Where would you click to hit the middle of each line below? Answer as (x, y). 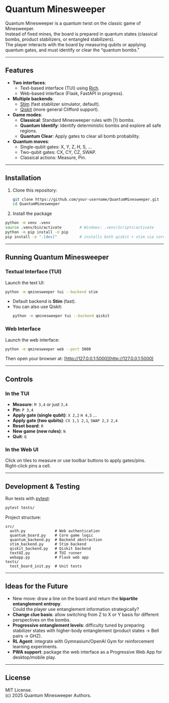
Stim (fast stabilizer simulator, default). (60, 104)
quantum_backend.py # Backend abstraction (56, 540)
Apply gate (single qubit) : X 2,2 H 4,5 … (55, 415)
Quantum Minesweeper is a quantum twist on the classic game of (73, 23)
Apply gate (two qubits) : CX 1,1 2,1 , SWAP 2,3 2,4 (65, 421)
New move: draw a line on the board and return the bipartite (75, 598)
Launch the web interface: (32, 340)
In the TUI (17, 394)
